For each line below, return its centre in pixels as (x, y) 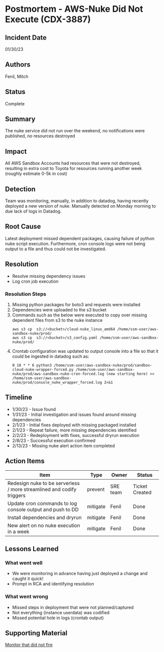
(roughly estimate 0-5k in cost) (36, 174)
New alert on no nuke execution (44, 525)
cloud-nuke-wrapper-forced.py (43, 369)
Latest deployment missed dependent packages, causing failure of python (80, 238)
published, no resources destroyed (40, 136)
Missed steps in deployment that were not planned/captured (73, 607)
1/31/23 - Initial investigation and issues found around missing (74, 414)
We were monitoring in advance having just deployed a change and (80, 574)
